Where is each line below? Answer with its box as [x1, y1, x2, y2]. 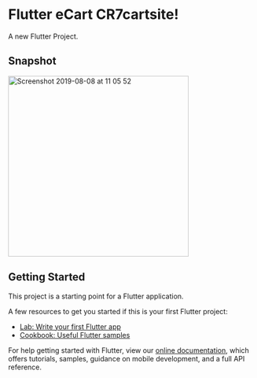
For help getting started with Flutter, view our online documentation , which [8, 345, 250, 355]
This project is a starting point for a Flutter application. [8, 291, 184, 301]
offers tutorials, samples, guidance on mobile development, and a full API [8, 354, 245, 363]
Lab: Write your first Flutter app [19, 321, 122, 332]
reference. [8, 362, 42, 372]
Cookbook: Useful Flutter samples [19, 330, 130, 339]
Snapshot [8, 54, 57, 68]
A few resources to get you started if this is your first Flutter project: [8, 306, 228, 316]
